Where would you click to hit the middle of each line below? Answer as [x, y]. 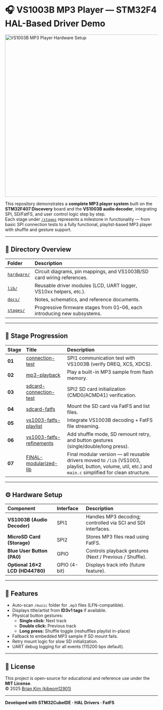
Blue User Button [27, 551]
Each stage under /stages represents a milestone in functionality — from [78, 219]
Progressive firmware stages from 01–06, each [89, 307]
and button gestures [90, 440]
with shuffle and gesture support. [38, 230]
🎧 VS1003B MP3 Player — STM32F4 [81, 10]
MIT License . [18, 683]
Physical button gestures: [37, 615]
